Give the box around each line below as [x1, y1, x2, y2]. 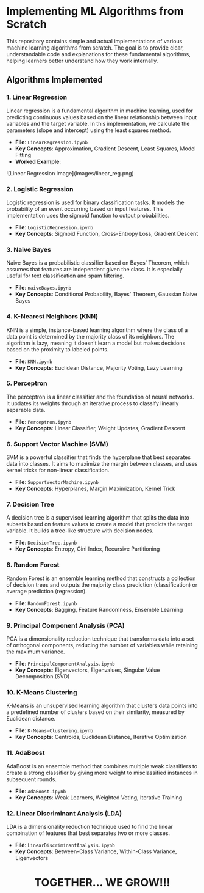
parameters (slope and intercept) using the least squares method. [6, 127, 171, 134]
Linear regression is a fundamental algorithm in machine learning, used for [6, 107, 194, 114]
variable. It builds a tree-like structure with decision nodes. [6, 527, 154, 534]
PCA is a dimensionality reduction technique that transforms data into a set [6, 635, 194, 642]
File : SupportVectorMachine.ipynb [15, 479, 99, 486]
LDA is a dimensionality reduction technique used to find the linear [6, 823, 174, 830]
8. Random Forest [6, 560, 60, 569]
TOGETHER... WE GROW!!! [34, 876, 171, 890]
